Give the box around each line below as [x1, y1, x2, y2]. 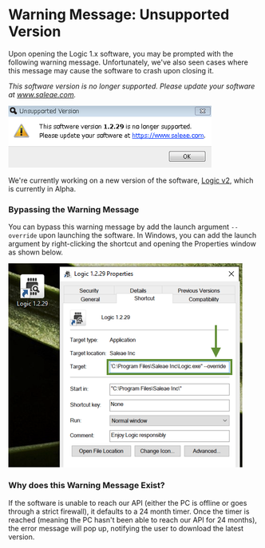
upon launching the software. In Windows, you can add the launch [38, 231, 257, 240]
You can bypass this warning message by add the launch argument [8, 222, 230, 232]
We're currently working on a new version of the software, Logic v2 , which [8, 175, 254, 185]
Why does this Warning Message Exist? [8, 480, 165, 491]
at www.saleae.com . [8, 89, 77, 99]
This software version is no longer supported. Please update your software [8, 81, 255, 91]
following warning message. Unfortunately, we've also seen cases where [8, 57, 249, 67]
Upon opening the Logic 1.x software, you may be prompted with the [8, 49, 234, 58]
